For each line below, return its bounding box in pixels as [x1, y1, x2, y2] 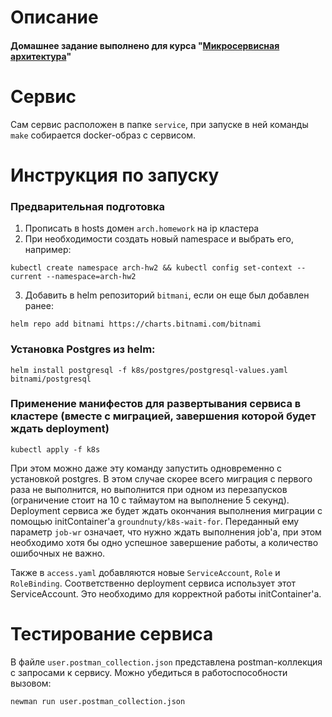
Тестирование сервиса [10, 622, 214, 645]
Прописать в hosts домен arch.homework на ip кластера [24, 222, 260, 235]
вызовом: [10, 677, 52, 689]
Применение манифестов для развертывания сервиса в [10, 397, 302, 411]
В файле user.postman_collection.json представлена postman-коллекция [10, 656, 323, 668]
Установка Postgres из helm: [10, 342, 156, 356]
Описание [10, 6, 99, 29]
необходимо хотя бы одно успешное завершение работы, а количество [10, 536, 319, 548]
